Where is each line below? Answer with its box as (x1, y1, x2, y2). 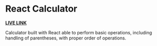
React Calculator (5, 3, 77, 15)
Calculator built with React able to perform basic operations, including (5, 29, 152, 35)
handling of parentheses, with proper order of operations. (5, 35, 126, 41)
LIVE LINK (5, 20, 27, 26)
